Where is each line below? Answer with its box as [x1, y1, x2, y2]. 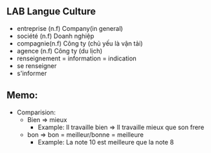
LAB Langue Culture [6, 6, 96, 18]
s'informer [16, 69, 47, 77]
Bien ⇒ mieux [27, 115, 67, 124]
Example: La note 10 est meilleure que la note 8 [37, 138, 175, 146]
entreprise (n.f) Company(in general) [16, 24, 123, 32]
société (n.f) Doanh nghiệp [16, 32, 95, 40]
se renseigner [16, 61, 57, 69]
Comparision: [16, 108, 56, 117]
